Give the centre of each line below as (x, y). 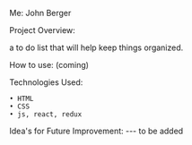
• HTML (22, 98)
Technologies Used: (46, 82)
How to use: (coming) (49, 65)
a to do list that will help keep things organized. (96, 47)
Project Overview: (43, 30)
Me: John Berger (40, 13)
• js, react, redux (46, 115)
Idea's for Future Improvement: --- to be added (96, 131)
